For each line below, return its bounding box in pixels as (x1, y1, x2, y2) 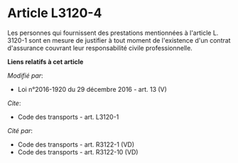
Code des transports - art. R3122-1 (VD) (17, 140, 135, 149)
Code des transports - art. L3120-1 (17, 112, 119, 121)
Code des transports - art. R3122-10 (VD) (17, 147, 139, 156)
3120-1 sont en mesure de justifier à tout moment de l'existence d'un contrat (7, 36, 231, 44)
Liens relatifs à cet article (7, 57, 84, 65)
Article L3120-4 (7, 5, 102, 21)
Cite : (7, 98, 21, 107)
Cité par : (7, 126, 33, 135)
